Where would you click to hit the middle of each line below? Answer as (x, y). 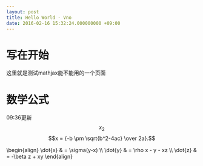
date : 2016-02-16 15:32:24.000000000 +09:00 (63, 23)
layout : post (23, 12)
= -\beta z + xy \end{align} (39, 157)
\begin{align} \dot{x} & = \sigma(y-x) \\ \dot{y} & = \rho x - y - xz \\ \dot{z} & (101, 150)
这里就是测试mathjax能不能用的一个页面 (56, 73)
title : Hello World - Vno (39, 18)
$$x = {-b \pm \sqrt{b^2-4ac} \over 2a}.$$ (102, 138)
